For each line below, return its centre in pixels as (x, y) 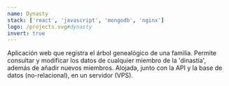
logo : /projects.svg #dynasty (50, 27)
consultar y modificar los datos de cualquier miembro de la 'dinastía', (107, 61)
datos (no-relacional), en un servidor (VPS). (70, 76)
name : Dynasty (28, 14)
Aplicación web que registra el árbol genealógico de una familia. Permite (112, 53)
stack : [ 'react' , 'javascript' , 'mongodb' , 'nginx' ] (86, 20)
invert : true (26, 33)
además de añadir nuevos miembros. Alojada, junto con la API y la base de (115, 68)
